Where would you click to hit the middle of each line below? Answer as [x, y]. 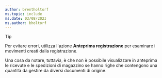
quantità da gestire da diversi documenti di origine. [56, 71]
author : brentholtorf [27, 9]
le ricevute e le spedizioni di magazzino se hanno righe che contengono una [81, 65]
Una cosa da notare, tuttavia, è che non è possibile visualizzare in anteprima [81, 60]
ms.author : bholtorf [26, 23]
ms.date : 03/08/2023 [26, 18]
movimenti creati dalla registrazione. [41, 51]
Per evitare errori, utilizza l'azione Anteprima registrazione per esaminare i [80, 46]
